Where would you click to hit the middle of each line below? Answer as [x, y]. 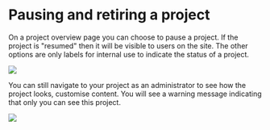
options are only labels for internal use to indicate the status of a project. [129, 54]
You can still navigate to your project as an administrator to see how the [127, 85]
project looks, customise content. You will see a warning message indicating [135, 94]
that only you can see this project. [64, 102]
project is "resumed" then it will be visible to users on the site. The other [128, 45]
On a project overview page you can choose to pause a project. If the [123, 37]
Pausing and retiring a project [109, 15]
